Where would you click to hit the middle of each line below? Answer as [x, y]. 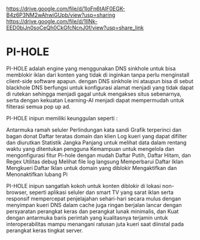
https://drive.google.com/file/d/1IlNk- [52, 21]
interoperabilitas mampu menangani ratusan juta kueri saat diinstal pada [95, 224]
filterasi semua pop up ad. [38, 107]
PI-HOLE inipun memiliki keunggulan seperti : [62, 118]
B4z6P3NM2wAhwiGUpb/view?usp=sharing [61, 15]
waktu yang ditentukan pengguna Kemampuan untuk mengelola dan [90, 148]
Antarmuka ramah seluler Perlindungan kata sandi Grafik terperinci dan [94, 130]
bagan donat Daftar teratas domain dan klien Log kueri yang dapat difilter [97, 136]
